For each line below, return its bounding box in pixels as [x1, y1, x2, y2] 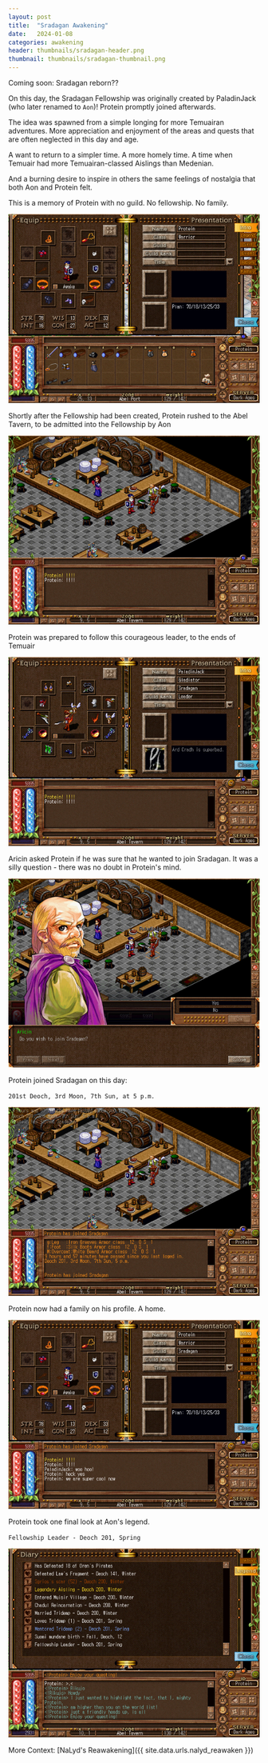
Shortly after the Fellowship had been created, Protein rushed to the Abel [8, 411, 249, 420]
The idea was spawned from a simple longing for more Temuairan [8, 118, 225, 127]
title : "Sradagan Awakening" [8, 21, 109, 30]
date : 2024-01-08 [8, 30, 73, 38]
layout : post [8, 13, 52, 21]
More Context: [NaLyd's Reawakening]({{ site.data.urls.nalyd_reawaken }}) [8, 1745, 254, 1755]
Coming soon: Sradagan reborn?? [8, 78, 119, 87]
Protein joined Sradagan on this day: [8, 1076, 128, 1085]
